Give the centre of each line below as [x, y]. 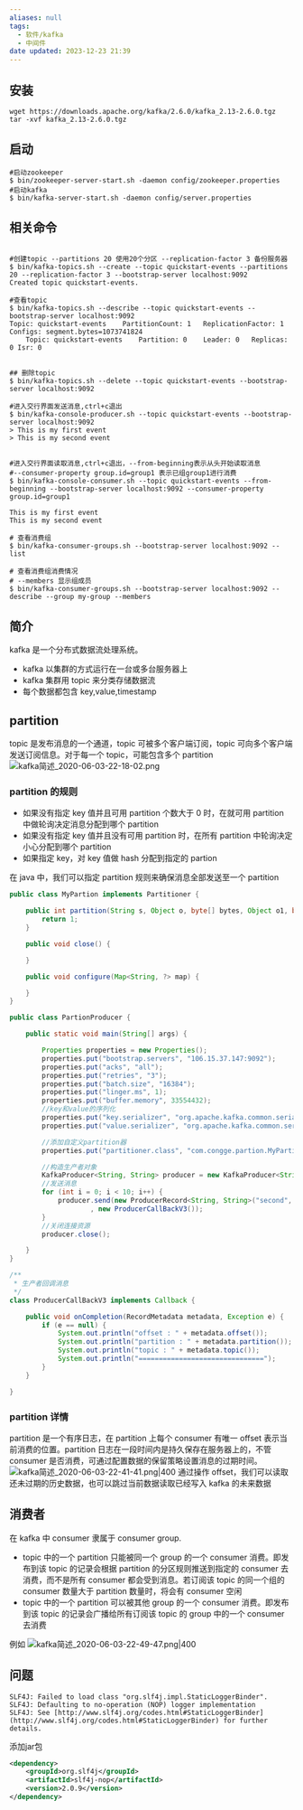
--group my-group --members [98, 596]
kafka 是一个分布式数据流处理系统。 [76, 650]
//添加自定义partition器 [84, 1142]
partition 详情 [39, 1417]
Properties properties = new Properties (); [124, 1050]
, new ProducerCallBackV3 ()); [147, 1209]
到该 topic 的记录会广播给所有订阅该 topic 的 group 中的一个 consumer [153, 1613]
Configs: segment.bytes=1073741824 [76, 332]
